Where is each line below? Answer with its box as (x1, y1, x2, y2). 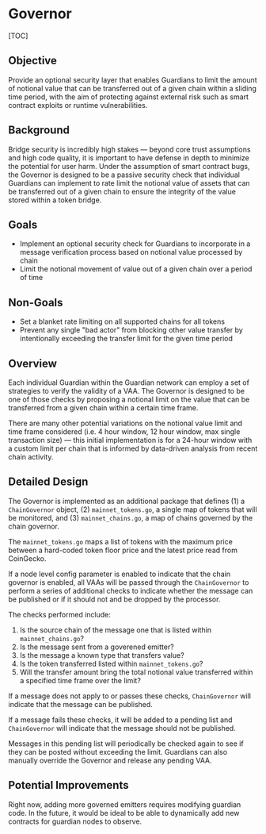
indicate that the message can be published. (8, 699, 153, 709)
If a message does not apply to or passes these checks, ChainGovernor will (8, 691, 252, 701)
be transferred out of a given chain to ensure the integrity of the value (8, 186, 236, 196)
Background (8, 124, 70, 137)
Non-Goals (8, 295, 63, 309)
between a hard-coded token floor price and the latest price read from (8, 545, 237, 555)
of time (19, 273, 44, 282)
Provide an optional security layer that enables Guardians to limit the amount (8, 75, 257, 84)
